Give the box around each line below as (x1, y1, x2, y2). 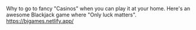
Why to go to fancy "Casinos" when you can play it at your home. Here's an (6, 5, 191, 12)
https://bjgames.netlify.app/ (6, 18, 74, 24)
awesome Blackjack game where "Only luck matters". (6, 11, 137, 18)
